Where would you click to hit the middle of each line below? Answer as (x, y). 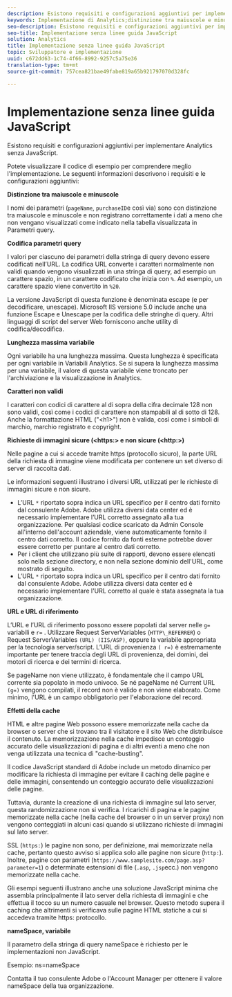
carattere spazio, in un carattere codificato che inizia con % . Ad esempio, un (115, 279)
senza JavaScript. (33, 153)
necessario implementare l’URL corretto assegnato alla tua (100, 517)
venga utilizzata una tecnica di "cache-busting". (75, 754)
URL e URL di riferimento (43, 612)
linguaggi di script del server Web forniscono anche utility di (93, 322)
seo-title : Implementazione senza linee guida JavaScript (92, 33)
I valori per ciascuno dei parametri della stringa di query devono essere (109, 257)
